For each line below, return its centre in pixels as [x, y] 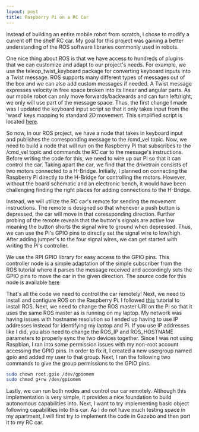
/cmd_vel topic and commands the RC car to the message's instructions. [95, 152]
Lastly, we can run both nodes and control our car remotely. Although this [96, 391]
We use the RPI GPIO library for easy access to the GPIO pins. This [88, 257]
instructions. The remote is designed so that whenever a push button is [93, 207]
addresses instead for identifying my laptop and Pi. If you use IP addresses [98, 325]
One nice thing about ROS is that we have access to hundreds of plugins [95, 58]
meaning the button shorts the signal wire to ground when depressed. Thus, [99, 226]
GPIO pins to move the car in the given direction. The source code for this [96, 276]
